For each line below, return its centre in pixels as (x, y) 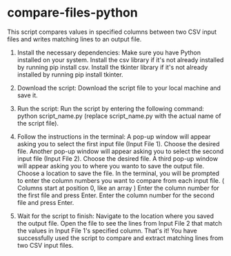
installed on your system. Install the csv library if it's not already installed (120, 59)
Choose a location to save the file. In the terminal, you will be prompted (118, 173)
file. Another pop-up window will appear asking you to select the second (120, 151)
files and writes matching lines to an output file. (74, 39)
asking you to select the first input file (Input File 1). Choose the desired (118, 144)
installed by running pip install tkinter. (70, 75)
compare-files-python (72, 13)
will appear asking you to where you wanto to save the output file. (111, 166)
